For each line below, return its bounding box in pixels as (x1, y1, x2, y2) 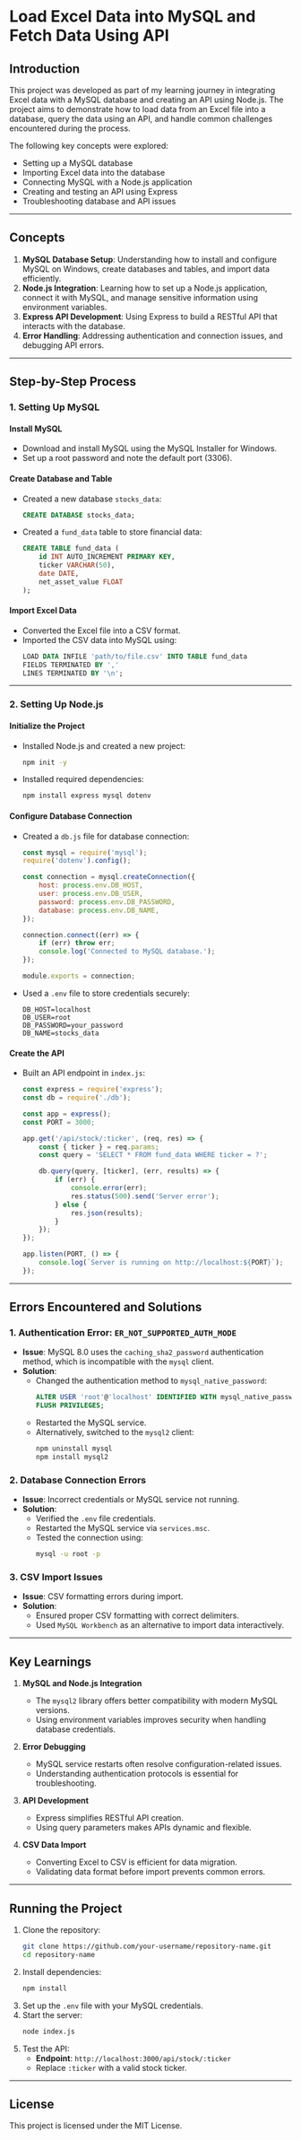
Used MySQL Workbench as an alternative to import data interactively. (35, 1620, 285, 1631)
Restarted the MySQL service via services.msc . (35, 1523, 211, 1534)
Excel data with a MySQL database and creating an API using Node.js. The (9, 94, 284, 105)
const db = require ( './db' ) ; (21, 1093, 132, 1102)
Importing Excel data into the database (21, 168, 166, 178)
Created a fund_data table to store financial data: (21, 526, 202, 537)
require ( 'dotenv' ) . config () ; (21, 857, 132, 866)
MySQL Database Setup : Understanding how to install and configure (21, 254, 278, 265)
